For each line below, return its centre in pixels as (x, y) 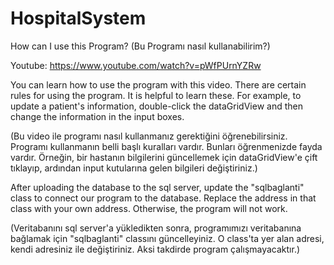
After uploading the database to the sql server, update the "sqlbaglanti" (157, 187)
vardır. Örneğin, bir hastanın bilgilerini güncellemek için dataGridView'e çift (164, 157)
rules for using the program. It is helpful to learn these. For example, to (156, 95)
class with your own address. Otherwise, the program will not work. (149, 208)
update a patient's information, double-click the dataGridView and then (156, 106)
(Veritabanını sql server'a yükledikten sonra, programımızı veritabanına (156, 228)
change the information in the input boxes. (97, 116)
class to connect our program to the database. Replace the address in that (163, 198)
